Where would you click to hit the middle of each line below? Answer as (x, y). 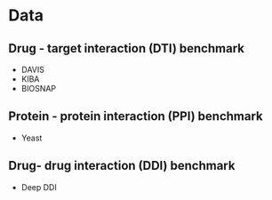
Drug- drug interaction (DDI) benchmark (122, 166)
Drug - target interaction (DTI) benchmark (127, 48)
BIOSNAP (39, 88)
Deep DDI (39, 187)
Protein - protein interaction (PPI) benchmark (136, 116)
